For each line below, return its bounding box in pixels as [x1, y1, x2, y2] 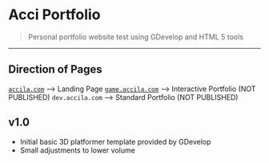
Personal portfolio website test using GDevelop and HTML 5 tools [27, 32, 244, 42]
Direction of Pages [8, 62, 102, 77]
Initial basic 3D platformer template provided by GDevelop [19, 137, 211, 146]
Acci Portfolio [8, 6, 101, 24]
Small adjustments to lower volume [19, 145, 136, 155]
